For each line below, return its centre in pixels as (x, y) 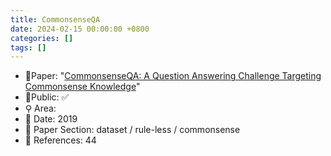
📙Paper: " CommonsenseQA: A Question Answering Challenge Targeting (173, 76)
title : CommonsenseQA (55, 19)
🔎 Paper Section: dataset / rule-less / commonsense (132, 130)
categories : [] (42, 38)
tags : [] (28, 47)
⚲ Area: (40, 108)
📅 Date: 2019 (51, 119)
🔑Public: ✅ (47, 97)
